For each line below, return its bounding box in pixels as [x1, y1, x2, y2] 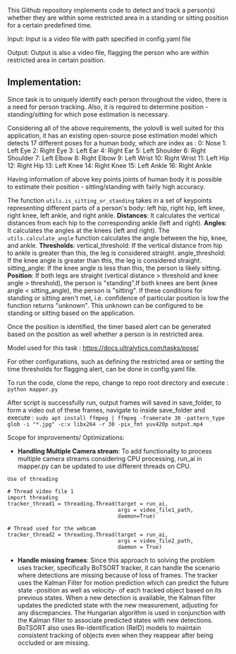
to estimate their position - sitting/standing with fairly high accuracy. [7, 182, 206, 191]
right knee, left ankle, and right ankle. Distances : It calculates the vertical [7, 211, 220, 220]
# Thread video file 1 [7, 487, 74, 495]
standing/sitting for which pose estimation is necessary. [7, 109, 170, 119]
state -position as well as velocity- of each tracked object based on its [17, 585, 222, 594]
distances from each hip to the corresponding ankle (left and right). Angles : [7, 218, 228, 227]
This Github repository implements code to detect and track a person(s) [7, 6, 216, 14]
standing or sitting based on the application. [7, 309, 135, 317]
